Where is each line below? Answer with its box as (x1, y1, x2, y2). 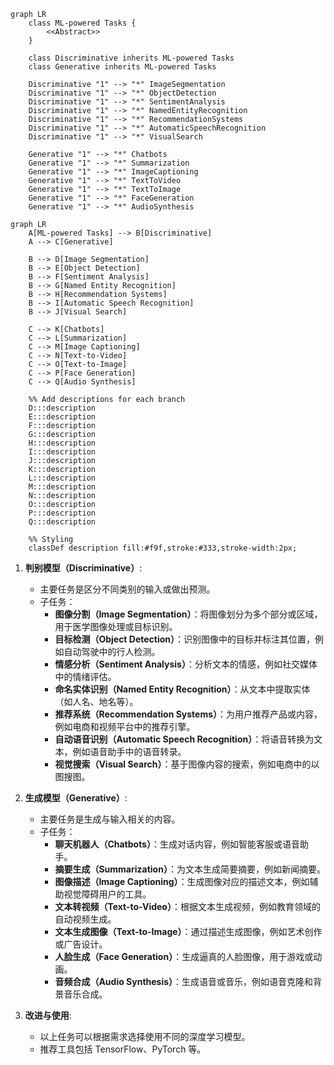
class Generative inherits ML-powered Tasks (28, 62, 217, 72)
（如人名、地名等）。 (54, 696, 139, 707)
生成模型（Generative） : (24, 792, 128, 804)
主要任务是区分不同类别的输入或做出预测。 (39, 583, 216, 595)
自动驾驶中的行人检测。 (63, 646, 161, 657)
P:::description (28, 508, 97, 518)
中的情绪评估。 (54, 671, 117, 682)
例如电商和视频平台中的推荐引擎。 (54, 721, 196, 732)
